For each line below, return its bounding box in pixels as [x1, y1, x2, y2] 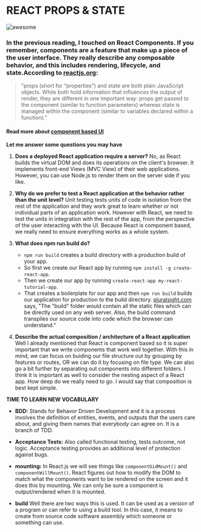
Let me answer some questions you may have [6, 141, 123, 148]
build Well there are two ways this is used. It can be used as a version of [14, 500, 194, 507]
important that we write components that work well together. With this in [14, 346, 194, 353]
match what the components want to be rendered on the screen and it [14, 476, 188, 483]
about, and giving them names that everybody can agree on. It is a [14, 420, 179, 428]
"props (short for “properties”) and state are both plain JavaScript [20, 82, 184, 89]
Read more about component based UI [6, 127, 104, 135]
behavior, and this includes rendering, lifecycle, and [6, 61, 161, 69]
